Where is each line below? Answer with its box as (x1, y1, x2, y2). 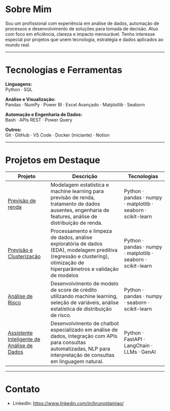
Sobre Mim (5, 4, 52, 15)
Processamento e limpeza (50, 227, 112, 234)
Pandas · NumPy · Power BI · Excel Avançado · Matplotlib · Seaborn (5, 101, 145, 107)
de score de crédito (50, 286, 97, 293)
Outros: (5, 127, 22, 133)
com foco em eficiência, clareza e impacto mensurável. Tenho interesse (5, 31, 155, 37)
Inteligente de (8, 336, 40, 343)
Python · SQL (5, 86, 33, 92)
